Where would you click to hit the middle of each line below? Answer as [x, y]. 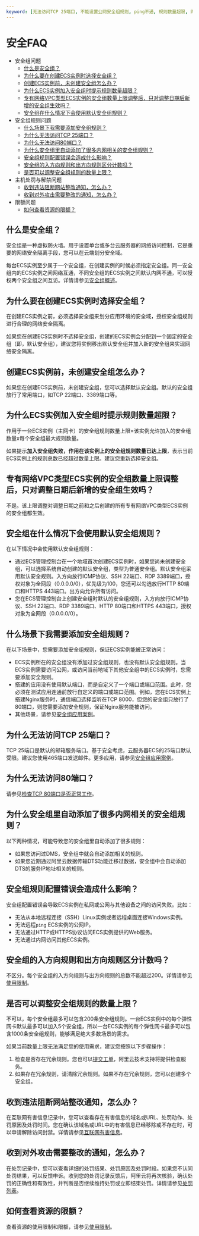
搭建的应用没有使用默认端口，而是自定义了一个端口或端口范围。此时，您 [103, 684]
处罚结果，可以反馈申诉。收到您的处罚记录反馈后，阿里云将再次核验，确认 [97, 1175]
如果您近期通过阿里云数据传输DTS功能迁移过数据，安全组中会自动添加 [100, 861]
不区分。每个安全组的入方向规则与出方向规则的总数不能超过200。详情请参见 [99, 975]
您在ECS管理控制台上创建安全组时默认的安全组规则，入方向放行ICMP [99, 599]
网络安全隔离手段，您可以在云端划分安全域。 [71, 253]
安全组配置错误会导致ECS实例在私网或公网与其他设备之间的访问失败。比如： [99, 905]
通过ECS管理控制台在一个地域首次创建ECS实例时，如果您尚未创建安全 [100, 561]
